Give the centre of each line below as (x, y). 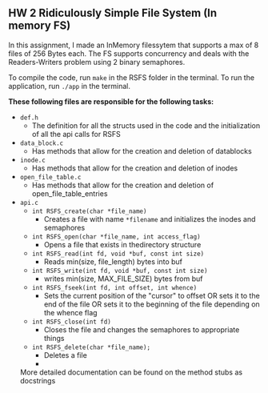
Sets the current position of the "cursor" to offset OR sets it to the (152, 295)
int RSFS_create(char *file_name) (89, 211)
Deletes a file (66, 355)
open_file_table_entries (70, 193)
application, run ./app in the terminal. (69, 86)
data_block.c (42, 143)
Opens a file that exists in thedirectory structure (122, 244)
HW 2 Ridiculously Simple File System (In (113, 13)
